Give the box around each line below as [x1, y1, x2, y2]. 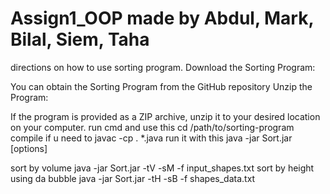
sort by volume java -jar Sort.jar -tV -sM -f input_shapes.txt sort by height [10, 162, 315, 174]
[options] [10, 142, 48, 154]
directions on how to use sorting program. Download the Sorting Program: [10, 61, 316, 73]
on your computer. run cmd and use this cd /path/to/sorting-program [10, 121, 295, 133]
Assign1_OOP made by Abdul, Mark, [10, 7, 314, 30]
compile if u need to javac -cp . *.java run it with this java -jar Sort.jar [10, 132, 293, 144]
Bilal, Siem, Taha [10, 28, 150, 51]
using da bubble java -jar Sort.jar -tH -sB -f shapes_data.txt [10, 172, 256, 184]
